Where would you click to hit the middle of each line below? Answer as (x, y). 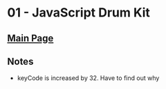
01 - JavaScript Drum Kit (79, 13)
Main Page (30, 38)
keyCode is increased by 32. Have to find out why (88, 78)
